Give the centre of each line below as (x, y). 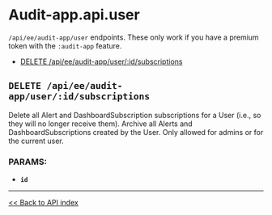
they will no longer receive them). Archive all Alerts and (100, 124)
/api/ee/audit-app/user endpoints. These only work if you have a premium (134, 37)
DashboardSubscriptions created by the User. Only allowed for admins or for (136, 132)
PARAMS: (28, 162)
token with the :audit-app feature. (65, 45)
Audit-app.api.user (74, 15)
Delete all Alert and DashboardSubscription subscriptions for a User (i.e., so (135, 115)
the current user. (36, 141)
